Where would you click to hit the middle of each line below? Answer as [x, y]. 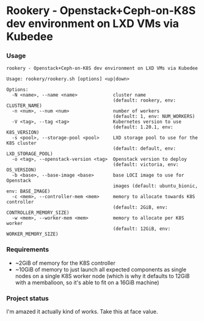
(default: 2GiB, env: [140, 208]
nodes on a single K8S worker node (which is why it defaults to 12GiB [102, 276]
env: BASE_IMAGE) [28, 191]
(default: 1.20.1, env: [143, 127]
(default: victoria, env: [146, 165]
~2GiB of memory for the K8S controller [65, 263]
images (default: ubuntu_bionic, [155, 186]
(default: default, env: [144, 149]
